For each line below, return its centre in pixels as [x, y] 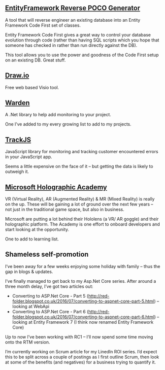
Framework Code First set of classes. [43, 25]
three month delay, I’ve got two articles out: [49, 286]
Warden [17, 103]
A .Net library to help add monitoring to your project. [58, 115]
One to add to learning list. [32, 239]
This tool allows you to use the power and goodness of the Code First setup [82, 55]
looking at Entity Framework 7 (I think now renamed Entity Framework [83, 322]
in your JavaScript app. [29, 157]
